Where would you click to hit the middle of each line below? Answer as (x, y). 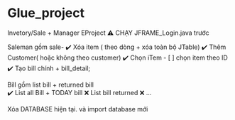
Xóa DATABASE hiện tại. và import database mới (78, 109)
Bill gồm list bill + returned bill (51, 84)
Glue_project (46, 13)
